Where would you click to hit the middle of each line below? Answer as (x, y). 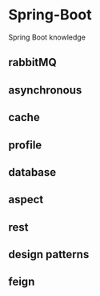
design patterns (49, 254)
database (32, 172)
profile (25, 145)
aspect (26, 200)
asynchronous (45, 90)
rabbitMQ (33, 63)
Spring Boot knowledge (47, 37)
